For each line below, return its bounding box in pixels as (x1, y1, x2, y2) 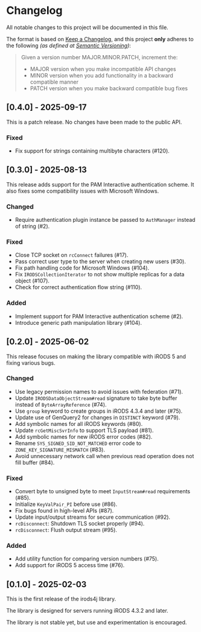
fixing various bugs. (6, 359, 56, 367)
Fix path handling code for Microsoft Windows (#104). (14, 264, 150, 271)
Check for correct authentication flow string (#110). (14, 284, 142, 291)
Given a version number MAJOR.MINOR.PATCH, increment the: (21, 53, 178, 61)
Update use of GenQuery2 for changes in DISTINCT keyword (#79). (14, 413, 180, 421)
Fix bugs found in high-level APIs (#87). (14, 507, 114, 514)
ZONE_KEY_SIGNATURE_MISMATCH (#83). (14, 446, 106, 453)
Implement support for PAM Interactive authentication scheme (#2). (14, 313, 183, 320)
